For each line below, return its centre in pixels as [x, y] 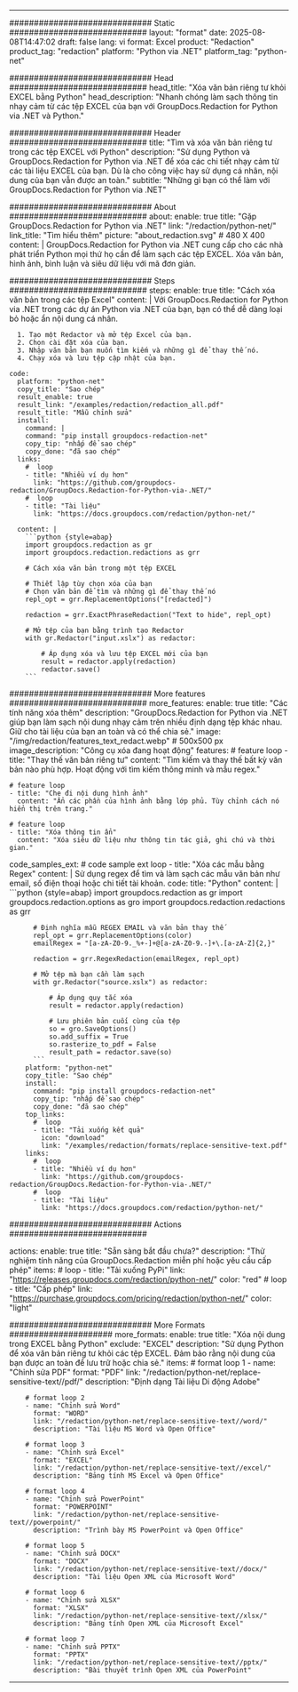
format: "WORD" [61, 1414]
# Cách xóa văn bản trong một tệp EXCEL [101, 568]
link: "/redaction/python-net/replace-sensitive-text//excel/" [152, 1468]
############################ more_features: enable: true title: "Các [149, 703]
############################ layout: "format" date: [118, 32]
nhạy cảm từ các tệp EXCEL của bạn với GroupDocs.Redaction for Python [144, 106]
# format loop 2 [55, 1398]
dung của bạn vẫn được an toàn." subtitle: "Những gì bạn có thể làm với [140, 180]
